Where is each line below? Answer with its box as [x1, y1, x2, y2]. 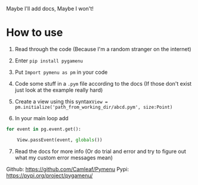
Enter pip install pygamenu [14, 57, 83, 64]
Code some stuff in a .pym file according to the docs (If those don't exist [14, 80, 192, 87]
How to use [6, 26, 63, 39]
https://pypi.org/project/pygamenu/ [6, 172, 93, 179]
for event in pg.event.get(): [6, 126, 82, 132]
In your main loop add [14, 114, 69, 121]
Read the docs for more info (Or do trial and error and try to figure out [14, 148, 187, 155]
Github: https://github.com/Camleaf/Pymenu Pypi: [6, 165, 129, 173]
